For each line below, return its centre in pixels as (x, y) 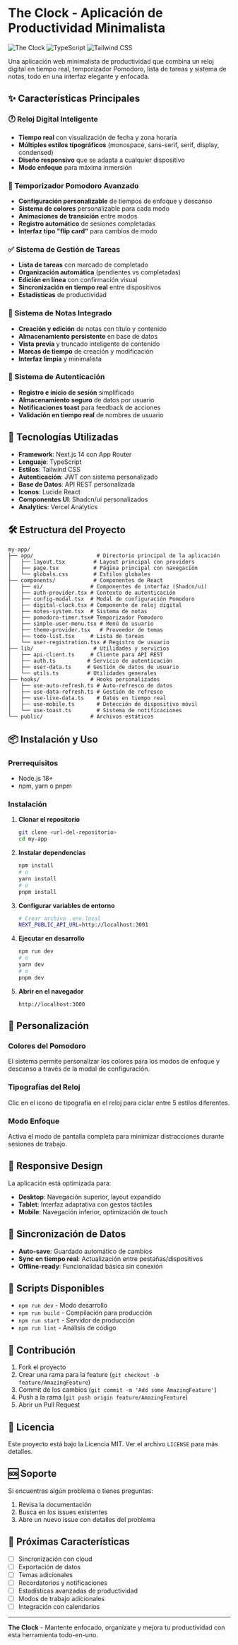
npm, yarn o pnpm (45, 786)
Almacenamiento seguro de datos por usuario (86, 400)
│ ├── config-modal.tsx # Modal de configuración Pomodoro (101, 599)
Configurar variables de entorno (66, 905)
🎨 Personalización (48, 1026)
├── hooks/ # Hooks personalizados (84, 680)
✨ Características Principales (74, 99)
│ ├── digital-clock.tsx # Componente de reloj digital (95, 605)
